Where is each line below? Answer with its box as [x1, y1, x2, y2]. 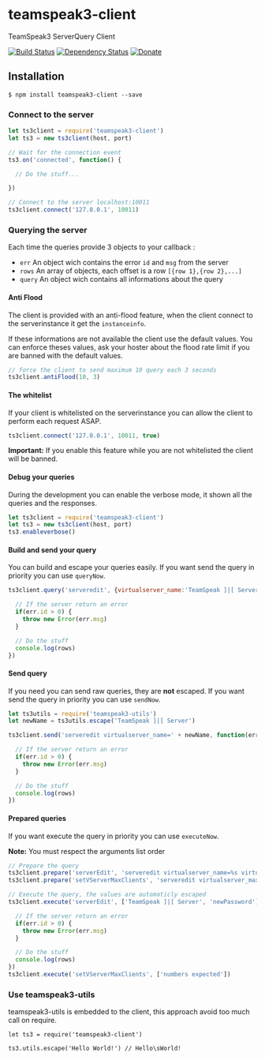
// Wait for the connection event [8, 148, 122, 156]
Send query [8, 669, 47, 678]
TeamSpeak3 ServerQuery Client [8, 32, 116, 41]
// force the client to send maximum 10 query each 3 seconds [8, 365, 217, 374]
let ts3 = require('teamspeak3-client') [8, 1031, 144, 1039]
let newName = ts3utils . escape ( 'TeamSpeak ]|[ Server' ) [8, 717, 196, 725]
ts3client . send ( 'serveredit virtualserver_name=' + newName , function [8, 732, 245, 740]
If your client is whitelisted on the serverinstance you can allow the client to [8, 408, 253, 418]
